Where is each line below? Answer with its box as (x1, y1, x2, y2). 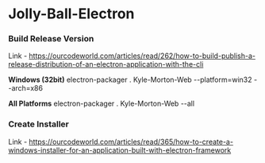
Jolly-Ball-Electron (8, 5, 135, 23)
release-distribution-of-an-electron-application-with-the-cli (8, 60, 204, 69)
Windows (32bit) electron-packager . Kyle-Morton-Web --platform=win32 (8, 75, 252, 84)
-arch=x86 (8, 83, 44, 93)
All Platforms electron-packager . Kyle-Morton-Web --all (8, 99, 195, 108)
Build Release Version (8, 33, 94, 45)
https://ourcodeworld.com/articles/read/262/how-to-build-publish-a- (29, 51, 256, 60)
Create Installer (8, 118, 70, 130)
